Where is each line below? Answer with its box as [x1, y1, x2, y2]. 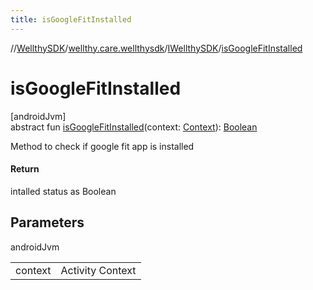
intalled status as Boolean [10, 185, 117, 197]
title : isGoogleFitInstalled [10, 14, 132, 25]
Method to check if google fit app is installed [10, 140, 195, 152]
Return [10, 163, 40, 175]
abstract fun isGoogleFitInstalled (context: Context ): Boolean [10, 121, 258, 133]
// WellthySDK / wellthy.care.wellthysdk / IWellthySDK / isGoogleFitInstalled [10, 42, 303, 54]
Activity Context [60, 263, 137, 277]
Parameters [10, 214, 85, 231]
